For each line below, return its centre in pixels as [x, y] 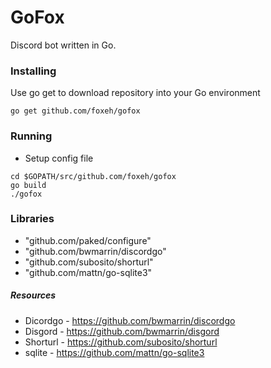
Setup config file [59, 158]
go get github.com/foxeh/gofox [75, 111]
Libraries [32, 219]
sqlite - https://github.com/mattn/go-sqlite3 [114, 352]
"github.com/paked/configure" [88, 240]
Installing [33, 71]
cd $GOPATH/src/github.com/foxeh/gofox [93, 176]
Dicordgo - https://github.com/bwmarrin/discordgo [130, 320]
